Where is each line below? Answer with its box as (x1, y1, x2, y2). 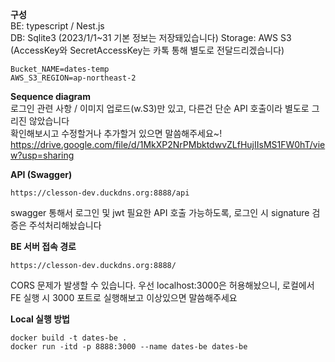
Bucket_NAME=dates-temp (10, 64, 110, 74)
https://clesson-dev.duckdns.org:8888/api (10, 188, 190, 198)
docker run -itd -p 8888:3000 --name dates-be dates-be (10, 342, 248, 352)
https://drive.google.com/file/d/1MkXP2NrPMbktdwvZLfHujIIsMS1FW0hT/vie (10, 139, 326, 150)
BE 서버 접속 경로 (10, 241, 77, 252)
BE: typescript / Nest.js (10, 20, 105, 32)
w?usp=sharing (10, 149, 75, 161)
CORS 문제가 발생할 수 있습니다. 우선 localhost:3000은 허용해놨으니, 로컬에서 (10, 279, 315, 291)
